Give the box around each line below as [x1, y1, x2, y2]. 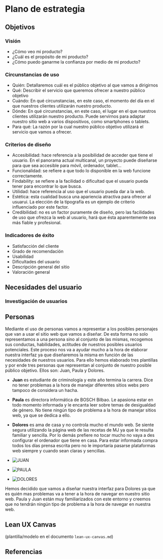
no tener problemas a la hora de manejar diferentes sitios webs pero [12, 382, 149, 388]
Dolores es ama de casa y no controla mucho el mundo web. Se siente [12, 422, 154, 428]
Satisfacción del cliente [12, 243, 59, 249]
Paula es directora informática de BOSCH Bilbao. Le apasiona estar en [12, 397, 153, 403]
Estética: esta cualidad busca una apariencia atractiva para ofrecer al [12, 194, 151, 200]
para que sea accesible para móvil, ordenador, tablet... [12, 163, 122, 169]
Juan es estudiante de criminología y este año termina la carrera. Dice [12, 377, 153, 383]
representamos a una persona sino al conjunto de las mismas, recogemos [5, 336, 153, 342]
